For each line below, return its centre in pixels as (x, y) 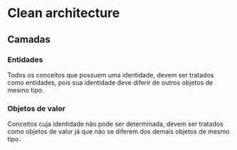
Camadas (29, 39)
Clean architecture (64, 13)
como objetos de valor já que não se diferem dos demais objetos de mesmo (118, 132)
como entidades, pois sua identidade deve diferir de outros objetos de (110, 82)
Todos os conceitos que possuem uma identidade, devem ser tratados (111, 75)
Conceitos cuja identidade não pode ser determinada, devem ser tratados (116, 124)
